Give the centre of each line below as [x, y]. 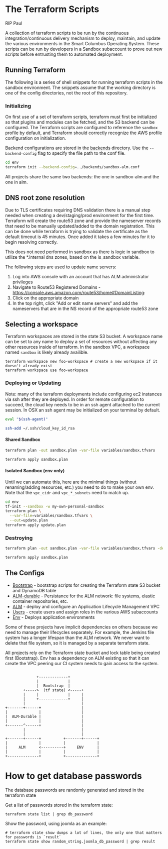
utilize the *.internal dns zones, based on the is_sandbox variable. [72, 257]
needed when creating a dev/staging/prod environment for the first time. [80, 215]
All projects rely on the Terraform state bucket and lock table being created [82, 653]
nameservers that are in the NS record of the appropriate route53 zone [85, 308]
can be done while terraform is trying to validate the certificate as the [76, 231]
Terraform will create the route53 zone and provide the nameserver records [83, 221]
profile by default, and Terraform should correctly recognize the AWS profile [84, 133]
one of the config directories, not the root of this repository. [66, 93]
